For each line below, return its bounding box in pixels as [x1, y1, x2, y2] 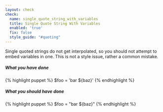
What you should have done [5, 88, 64, 94]
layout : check [5, 7, 35, 12]
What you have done [5, 65, 49, 71]
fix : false [9, 30, 32, 35]
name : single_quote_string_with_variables [9, 16, 98, 21]
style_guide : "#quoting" [9, 35, 61, 40]
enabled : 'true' [9, 26, 43, 31]
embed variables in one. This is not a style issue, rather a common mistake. [5, 53, 159, 59]
